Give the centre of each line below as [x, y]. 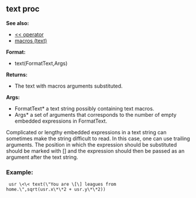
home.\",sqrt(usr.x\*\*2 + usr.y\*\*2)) [56, 190]
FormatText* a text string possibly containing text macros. [84, 108]
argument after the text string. [42, 157]
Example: [20, 172]
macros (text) [31, 40]
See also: [18, 23]
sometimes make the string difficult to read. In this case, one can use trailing [98, 138]
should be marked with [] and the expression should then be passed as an [95, 151]
